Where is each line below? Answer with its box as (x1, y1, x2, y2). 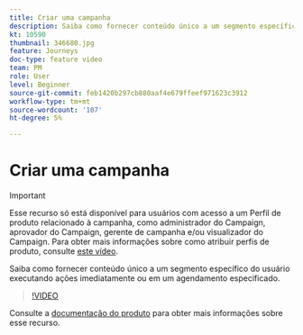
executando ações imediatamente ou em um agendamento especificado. (9, 273, 280, 284)
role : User (9, 72, 50, 81)
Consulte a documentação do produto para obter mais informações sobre (9, 308, 283, 319)
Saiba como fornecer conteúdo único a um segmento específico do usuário (9, 263, 290, 275)
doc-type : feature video (9, 55, 103, 64)
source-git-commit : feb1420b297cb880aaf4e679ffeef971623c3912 (9, 88, 248, 97)
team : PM (9, 64, 42, 73)
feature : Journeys (9, 47, 78, 56)
